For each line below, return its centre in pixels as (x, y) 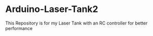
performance (19, 28)
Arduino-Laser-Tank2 (52, 9)
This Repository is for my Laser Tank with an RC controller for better (76, 23)
